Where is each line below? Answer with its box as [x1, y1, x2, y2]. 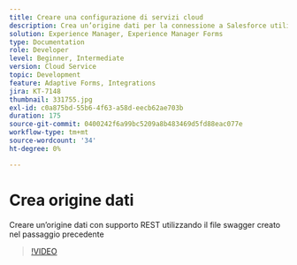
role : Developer [9, 46, 69, 55]
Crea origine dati [9, 190, 134, 210]
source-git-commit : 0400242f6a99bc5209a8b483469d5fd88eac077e [9, 120, 243, 129]
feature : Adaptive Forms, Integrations [9, 79, 156, 87]
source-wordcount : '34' [9, 136, 97, 145]
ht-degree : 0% [9, 144, 62, 153]
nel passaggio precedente [9, 229, 104, 239]
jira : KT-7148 [9, 87, 62, 95]
